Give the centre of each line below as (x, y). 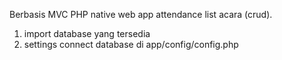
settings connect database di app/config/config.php (131, 44)
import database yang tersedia (87, 33)
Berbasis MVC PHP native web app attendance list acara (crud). (141, 14)
